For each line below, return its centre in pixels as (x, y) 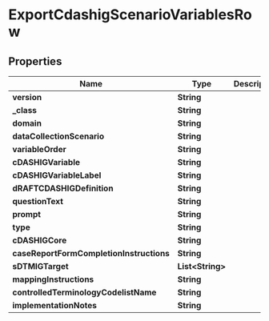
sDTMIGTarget (41, 266)
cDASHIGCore (40, 240)
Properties (35, 61)
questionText (38, 201)
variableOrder (39, 149)
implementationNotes (55, 305)
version (27, 97)
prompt (27, 214)
